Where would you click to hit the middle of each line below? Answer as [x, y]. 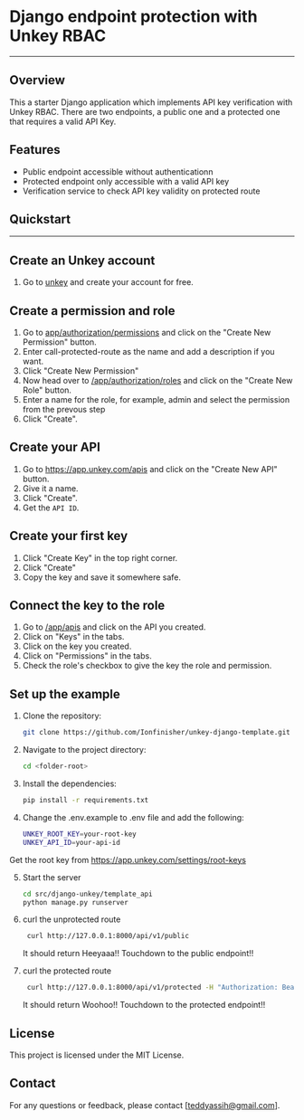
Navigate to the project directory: [84, 750]
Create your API [55, 447]
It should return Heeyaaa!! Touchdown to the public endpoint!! [138, 954]
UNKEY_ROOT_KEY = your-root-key [80, 834]
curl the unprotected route [71, 919]
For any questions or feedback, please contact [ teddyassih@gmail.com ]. [145, 1105]
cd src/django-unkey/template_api [87, 894]
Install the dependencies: [70, 783]
